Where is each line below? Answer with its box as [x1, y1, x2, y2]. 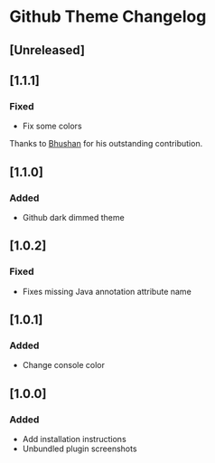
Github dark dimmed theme [22, 212, 125, 222]
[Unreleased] [9, 43, 86, 58]
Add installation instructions [22, 434, 126, 445]
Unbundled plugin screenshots [22, 443, 137, 454]
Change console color [22, 360, 106, 371]
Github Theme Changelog [9, 6, 207, 27]
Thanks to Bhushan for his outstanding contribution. [9, 138, 203, 149]
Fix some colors [22, 120, 83, 132]
